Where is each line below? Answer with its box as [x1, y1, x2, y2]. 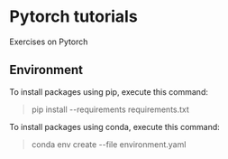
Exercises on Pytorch [9, 36, 88, 47]
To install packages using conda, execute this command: [9, 121, 221, 132]
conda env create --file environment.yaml [31, 138, 187, 150]
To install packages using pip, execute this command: [9, 86, 209, 97]
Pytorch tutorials [9, 6, 138, 27]
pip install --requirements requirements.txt [31, 104, 189, 115]
